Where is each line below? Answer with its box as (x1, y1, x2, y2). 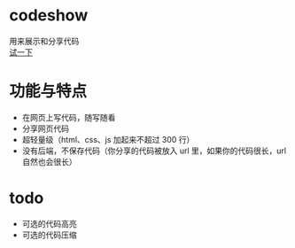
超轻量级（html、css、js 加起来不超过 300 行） (21, 134, 195, 144)
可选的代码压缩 (21, 229, 77, 240)
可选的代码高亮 (21, 218, 77, 229)
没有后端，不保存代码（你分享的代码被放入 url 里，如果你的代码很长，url (21, 145, 286, 156)
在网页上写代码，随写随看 (21, 112, 116, 122)
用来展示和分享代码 (9, 35, 80, 46)
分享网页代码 (21, 123, 69, 134)
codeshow (9, 5, 89, 26)
